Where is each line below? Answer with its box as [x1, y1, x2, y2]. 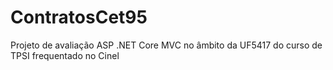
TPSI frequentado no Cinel [10, 49, 120, 61]
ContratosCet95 [10, 6, 148, 29]
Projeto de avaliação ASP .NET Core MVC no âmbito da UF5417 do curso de [10, 39, 323, 51]
